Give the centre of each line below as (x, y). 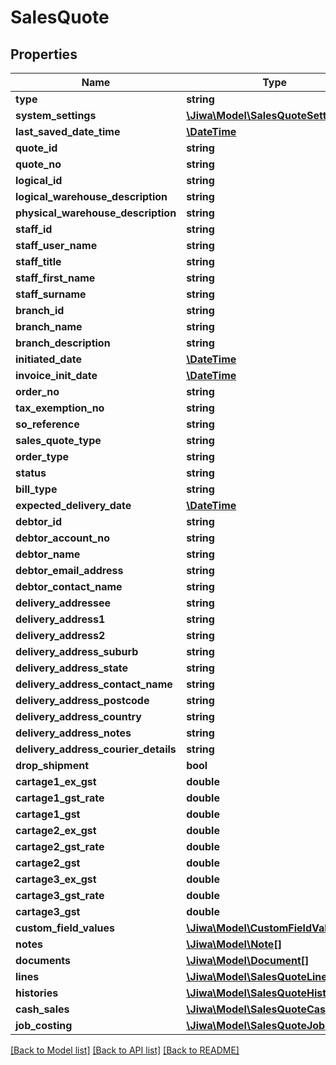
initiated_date (48, 359)
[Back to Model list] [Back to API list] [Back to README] (125, 1050)
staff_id (34, 229)
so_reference (47, 424)
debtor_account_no (62, 538)
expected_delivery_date (73, 505)
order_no (37, 391)
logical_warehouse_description (91, 196)
